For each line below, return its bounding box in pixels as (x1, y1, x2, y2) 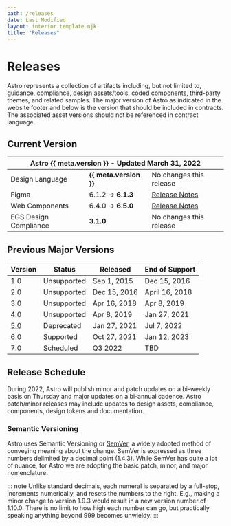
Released (99, 264, 131, 274)
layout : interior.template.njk (7, 23, 97, 30)
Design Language (10, 175, 67, 184)
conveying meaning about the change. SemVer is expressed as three (7, 446, 202, 454)
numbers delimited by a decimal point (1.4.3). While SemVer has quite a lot (7, 454, 218, 462)
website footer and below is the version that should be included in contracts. (7, 104, 224, 112)
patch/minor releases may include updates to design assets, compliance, (7, 399, 214, 408)
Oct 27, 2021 (92, 331, 137, 341)
